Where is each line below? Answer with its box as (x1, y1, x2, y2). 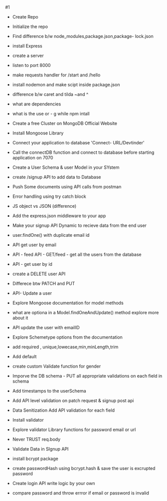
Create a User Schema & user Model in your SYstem (12, 164, 120, 170)
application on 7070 (12, 155, 53, 160)
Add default (12, 354, 37, 359)
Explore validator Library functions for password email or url (12, 427, 136, 433)
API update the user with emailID (12, 325, 80, 330)
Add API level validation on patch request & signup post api (12, 398, 134, 404)
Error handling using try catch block (12, 193, 86, 199)
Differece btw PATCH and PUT (12, 281, 75, 286)
